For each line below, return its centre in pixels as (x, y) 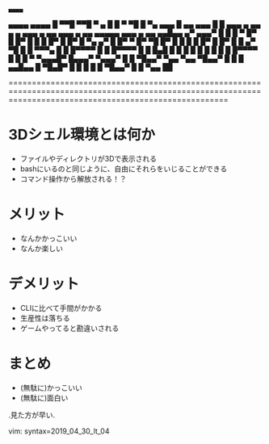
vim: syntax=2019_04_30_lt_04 (59, 431)
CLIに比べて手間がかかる (61, 308)
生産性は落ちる (45, 318)
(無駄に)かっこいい (51, 387)
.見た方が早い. (32, 415)
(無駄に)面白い (44, 397)
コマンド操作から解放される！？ (73, 178)
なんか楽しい (41, 248)
